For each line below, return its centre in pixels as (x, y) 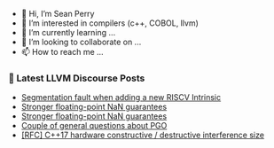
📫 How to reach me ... (62, 52)
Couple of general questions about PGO (94, 126)
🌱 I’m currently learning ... (68, 32)
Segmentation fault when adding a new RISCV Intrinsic (121, 97)
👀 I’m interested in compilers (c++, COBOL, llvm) (110, 23)
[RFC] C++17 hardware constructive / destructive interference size (143, 135)
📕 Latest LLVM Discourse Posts (77, 78)
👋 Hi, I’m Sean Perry (58, 14)
